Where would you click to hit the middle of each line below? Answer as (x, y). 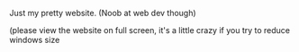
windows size (35, 40)
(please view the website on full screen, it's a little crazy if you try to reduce (150, 30)
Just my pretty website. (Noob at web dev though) (103, 13)
